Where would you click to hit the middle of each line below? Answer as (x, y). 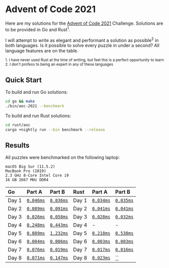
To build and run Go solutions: (37, 92)
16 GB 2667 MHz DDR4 (27, 180)
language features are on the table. (42, 51)
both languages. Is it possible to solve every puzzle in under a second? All (82, 45)
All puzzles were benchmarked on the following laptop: (62, 157)
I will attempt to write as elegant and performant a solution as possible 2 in (82, 40)
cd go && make (20, 101)
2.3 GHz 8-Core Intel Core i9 (37, 176)
